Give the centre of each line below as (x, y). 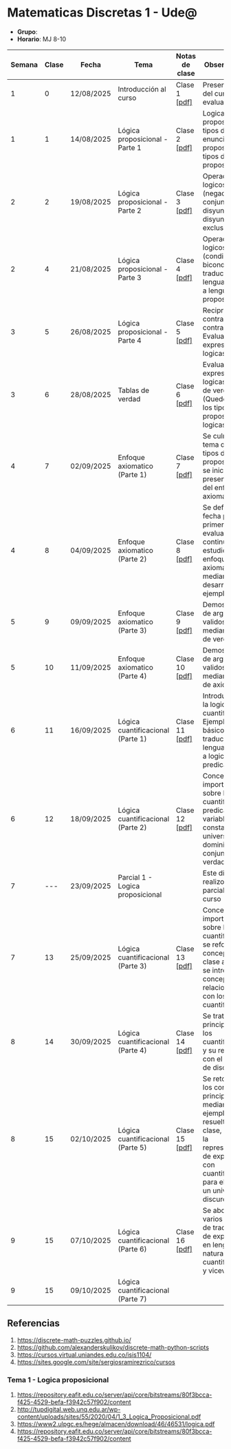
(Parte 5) (132, 1147)
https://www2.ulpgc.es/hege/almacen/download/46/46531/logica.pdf (116, 1424)
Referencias (34, 1323)
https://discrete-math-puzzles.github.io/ (74, 1340)
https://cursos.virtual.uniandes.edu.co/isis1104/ (84, 1355)
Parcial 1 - (135, 877)
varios (212, 1218)
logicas (214, 353)
